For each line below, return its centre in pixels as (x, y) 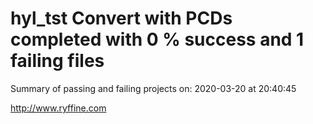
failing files (57, 61)
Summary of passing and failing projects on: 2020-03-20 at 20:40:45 (153, 88)
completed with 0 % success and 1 (157, 39)
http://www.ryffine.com (58, 108)
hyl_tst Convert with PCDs (121, 18)
